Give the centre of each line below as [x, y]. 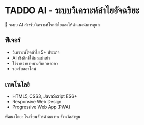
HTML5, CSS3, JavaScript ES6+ [44, 96]
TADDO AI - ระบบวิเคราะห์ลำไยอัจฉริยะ [72, 11]
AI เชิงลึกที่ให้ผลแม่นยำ [31, 58]
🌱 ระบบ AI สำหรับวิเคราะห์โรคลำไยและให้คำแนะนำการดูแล [52, 24]
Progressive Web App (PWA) [41, 107]
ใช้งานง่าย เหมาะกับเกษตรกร [35, 63]
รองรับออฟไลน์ [24, 68]
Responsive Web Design [37, 101]
